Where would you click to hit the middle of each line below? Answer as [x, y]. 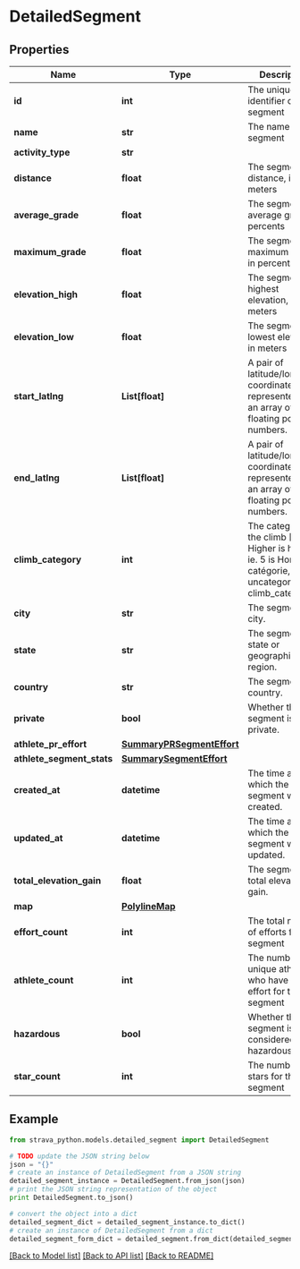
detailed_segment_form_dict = [66, 1239]
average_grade [46, 215]
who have [268, 980]
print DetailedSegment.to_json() [71, 1198]
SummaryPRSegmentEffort [180, 744]
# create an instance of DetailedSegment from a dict [112, 1231]
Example [34, 1119]
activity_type [42, 152]
